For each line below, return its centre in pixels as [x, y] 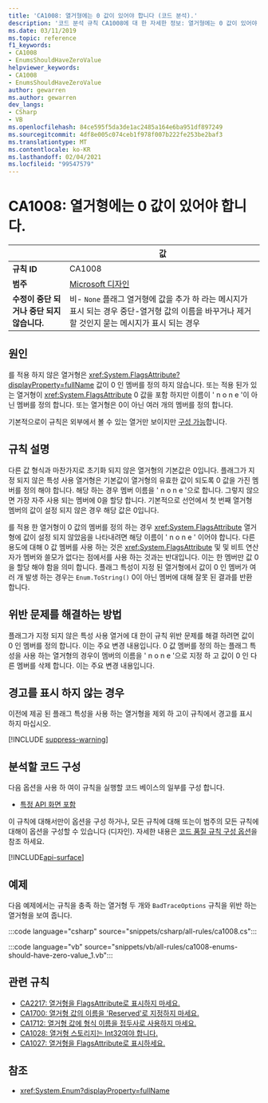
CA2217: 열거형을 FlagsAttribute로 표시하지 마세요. [100, 1003]
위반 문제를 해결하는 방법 [65, 615]
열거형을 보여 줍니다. [40, 915]
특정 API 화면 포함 [48, 805]
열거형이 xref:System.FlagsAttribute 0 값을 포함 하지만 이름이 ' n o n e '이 [133, 394]
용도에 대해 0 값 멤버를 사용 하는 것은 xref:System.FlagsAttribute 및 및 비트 [126, 547]
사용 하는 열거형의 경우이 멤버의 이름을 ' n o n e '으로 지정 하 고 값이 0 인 [136, 655]
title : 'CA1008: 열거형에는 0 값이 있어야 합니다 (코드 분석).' [103, 16]
